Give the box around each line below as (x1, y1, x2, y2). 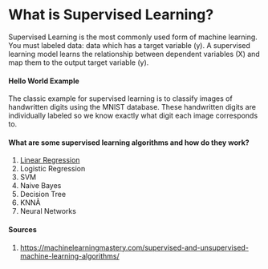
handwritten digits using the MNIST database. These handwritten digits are (8, 102, 257, 112)
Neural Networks (19, 207, 76, 216)
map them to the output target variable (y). (8, 58, 149, 67)
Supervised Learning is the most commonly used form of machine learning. (8, 32, 258, 42)
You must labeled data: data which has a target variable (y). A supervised (8, 40, 251, 50)
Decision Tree (19, 190, 67, 199)
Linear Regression (19, 155, 80, 165)
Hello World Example (8, 76, 80, 86)
